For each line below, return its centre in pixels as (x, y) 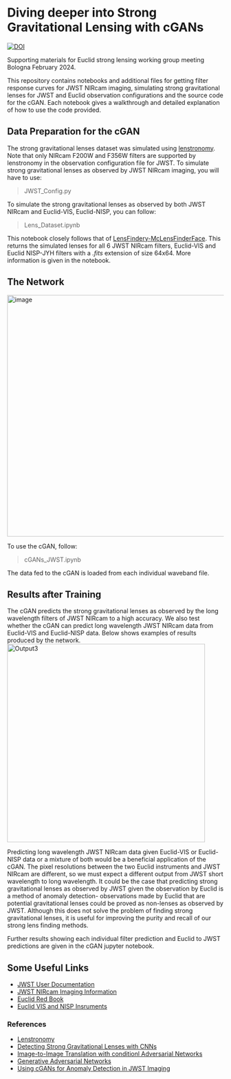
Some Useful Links (48, 968)
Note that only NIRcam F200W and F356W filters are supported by (101, 155)
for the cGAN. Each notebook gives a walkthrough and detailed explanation (113, 102)
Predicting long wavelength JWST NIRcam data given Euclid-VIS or (102, 852)
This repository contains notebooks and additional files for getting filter (108, 80)
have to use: (25, 177)
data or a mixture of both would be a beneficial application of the (114, 860)
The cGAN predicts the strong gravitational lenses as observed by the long (113, 611)
